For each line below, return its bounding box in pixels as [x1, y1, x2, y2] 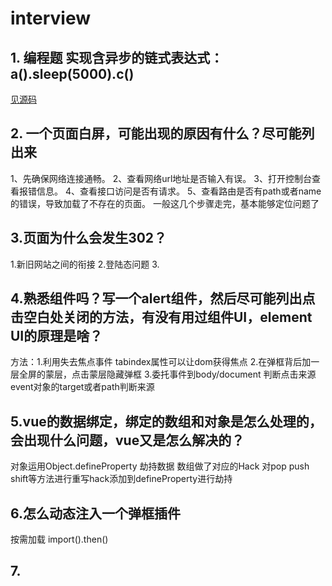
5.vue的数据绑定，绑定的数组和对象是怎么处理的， [10, 413, 323, 430]
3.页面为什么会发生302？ [10, 230, 168, 247]
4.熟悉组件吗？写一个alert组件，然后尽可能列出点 [10, 290, 316, 307]
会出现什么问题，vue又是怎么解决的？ [10, 432, 245, 449]
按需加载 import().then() [10, 533, 109, 546]
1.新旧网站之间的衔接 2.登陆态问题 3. [10, 258, 160, 270]
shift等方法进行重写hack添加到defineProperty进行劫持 [10, 473, 233, 485]
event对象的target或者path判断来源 [10, 381, 155, 393]
